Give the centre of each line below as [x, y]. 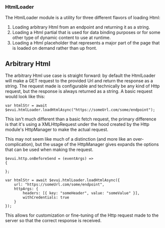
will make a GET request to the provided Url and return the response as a [79, 81]
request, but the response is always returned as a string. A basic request [79, 91]
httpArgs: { [26, 189]
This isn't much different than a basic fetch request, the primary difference [81, 119]
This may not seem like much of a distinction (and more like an [68, 139]
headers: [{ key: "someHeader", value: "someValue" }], [81, 193]
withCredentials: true [46, 198]
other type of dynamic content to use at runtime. [61, 38]
